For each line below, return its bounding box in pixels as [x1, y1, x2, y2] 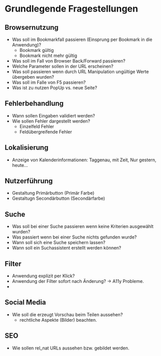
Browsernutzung [5, 23, 59, 32]
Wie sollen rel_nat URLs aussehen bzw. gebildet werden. [12, 345, 129, 351]
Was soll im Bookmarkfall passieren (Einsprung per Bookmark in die [12, 36, 152, 42]
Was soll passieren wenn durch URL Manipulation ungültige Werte [12, 69, 149, 75]
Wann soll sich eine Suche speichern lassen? [12, 240, 106, 246]
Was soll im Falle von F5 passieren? [12, 79, 86, 85]
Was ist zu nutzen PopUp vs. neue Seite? [12, 85, 98, 91]
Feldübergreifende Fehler [19, 129, 72, 135]
